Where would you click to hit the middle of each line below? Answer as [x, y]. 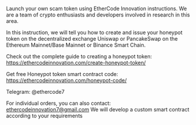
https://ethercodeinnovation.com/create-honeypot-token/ [76, 63]
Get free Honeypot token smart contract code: [62, 74]
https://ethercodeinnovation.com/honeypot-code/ [67, 80]
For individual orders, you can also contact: [59, 103]
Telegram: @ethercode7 [35, 92]
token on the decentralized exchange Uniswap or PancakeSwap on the [92, 39]
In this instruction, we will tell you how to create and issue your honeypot [94, 32]
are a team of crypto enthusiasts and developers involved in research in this [98, 15]
